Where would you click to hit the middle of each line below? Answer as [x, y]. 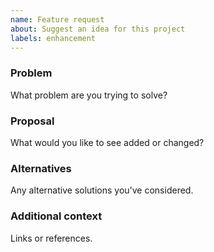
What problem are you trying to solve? [89, 95]
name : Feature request [57, 19]
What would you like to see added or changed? [107, 142]
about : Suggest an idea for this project [98, 29]
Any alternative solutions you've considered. [102, 190]
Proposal [32, 121]
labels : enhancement [53, 38]
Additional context [56, 216]
